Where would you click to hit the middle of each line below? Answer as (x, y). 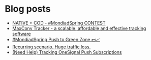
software (21, 34)
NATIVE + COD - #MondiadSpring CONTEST (59, 23)
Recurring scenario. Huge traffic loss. (51, 47)
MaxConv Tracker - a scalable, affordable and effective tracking (79, 28)
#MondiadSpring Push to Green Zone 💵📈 (56, 39)
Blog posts (28, 9)
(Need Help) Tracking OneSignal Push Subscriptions (67, 52)
